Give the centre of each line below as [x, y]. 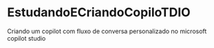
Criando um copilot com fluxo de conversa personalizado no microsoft [107, 31]
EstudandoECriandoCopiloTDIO [99, 13]
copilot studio [26, 38]
